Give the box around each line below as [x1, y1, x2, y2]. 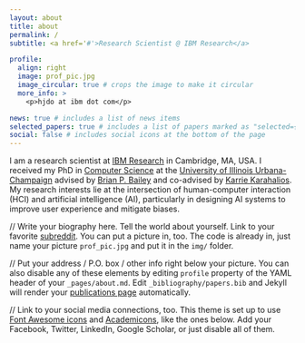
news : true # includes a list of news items [9, 113, 181, 122]
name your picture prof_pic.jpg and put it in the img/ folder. [9, 240, 234, 251]
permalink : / [9, 30, 59, 39]
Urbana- [254, 165, 287, 176]
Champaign [9, 174, 53, 186]
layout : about [9, 13, 64, 23]
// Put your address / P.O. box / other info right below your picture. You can [9, 258, 290, 269]
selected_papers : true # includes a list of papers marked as [9, 122, 250, 132]
